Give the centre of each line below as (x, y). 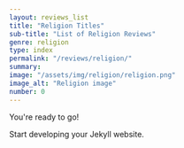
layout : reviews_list (49, 17)
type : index (31, 51)
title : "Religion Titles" (57, 26)
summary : (25, 67)
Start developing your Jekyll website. (77, 134)
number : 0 (27, 91)
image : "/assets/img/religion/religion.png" (92, 75)
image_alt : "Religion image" (63, 83)
